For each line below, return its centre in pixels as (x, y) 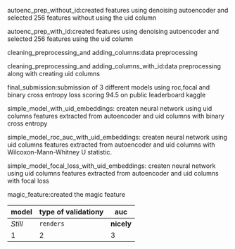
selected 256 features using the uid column (70, 39)
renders (52, 224)
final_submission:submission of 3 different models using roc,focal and (109, 87)
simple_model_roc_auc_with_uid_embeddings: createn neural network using (117, 137)
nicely (121, 224)
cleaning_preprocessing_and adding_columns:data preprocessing (103, 53)
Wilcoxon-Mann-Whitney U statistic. (60, 152)
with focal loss (28, 181)
